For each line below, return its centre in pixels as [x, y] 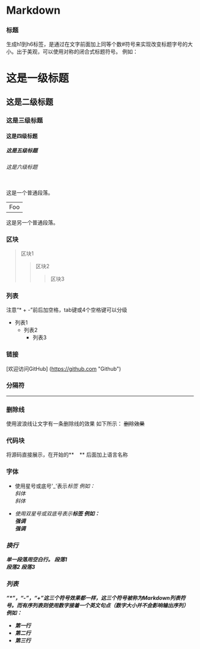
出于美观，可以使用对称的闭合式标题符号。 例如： [77, 52]
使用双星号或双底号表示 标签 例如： [57, 513]
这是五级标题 [22, 150]
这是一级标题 [38, 78]
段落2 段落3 [21, 567]
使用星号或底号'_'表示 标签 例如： [55, 486]
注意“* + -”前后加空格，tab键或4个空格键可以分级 [67, 310]
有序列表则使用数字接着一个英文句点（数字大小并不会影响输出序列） [105, 605]
